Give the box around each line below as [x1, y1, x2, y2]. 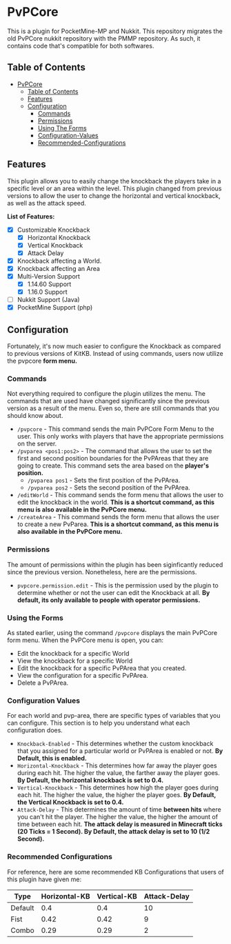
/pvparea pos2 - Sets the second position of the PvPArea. [27, 483, 191, 492]
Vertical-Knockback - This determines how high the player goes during [17, 783, 219, 792]
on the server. [17, 439, 57, 448]
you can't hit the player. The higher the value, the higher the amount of [17, 813, 219, 821]
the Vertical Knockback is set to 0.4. [17, 798, 124, 807]
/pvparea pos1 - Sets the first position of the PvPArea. [27, 476, 181, 485]
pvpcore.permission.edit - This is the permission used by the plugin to [17, 581, 219, 590]
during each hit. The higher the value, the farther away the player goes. [17, 769, 220, 777]
